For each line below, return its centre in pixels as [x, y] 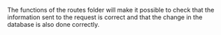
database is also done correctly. [54, 24]
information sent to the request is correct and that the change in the [105, 17]
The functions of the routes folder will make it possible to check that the [111, 10]
